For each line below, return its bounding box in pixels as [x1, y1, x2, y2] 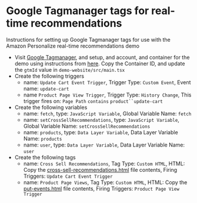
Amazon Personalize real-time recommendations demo [6, 42, 140, 49]
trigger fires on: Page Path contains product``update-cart [23, 97, 163, 104]
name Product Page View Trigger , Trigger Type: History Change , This [23, 91, 192, 98]
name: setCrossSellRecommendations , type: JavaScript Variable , [23, 116, 179, 123]
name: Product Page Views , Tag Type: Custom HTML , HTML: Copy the [23, 178, 188, 186]
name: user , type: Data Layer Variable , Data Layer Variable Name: [23, 141, 185, 148]
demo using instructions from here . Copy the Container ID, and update [14, 60, 185, 67]
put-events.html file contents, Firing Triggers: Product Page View [23, 185, 179, 192]
